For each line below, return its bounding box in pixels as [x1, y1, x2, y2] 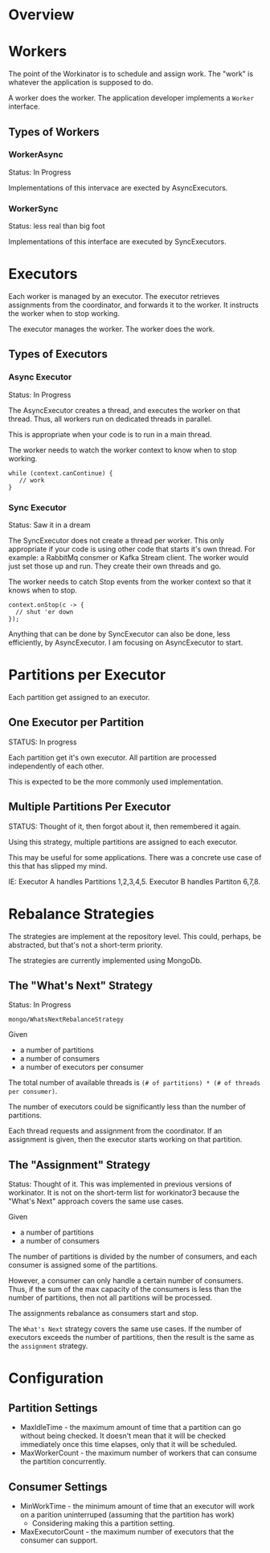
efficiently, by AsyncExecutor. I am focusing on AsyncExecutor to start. [8, 637, 243, 648]
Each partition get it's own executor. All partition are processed [8, 752, 217, 762]
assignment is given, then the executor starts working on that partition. [8, 1135, 243, 1145]
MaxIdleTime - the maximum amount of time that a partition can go [19, 1423, 242, 1432]
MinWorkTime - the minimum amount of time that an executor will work [19, 1501, 256, 1510]
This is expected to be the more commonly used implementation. [8, 776, 223, 786]
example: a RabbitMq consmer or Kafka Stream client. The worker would [8, 553, 249, 563]
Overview [8, 6, 75, 24]
